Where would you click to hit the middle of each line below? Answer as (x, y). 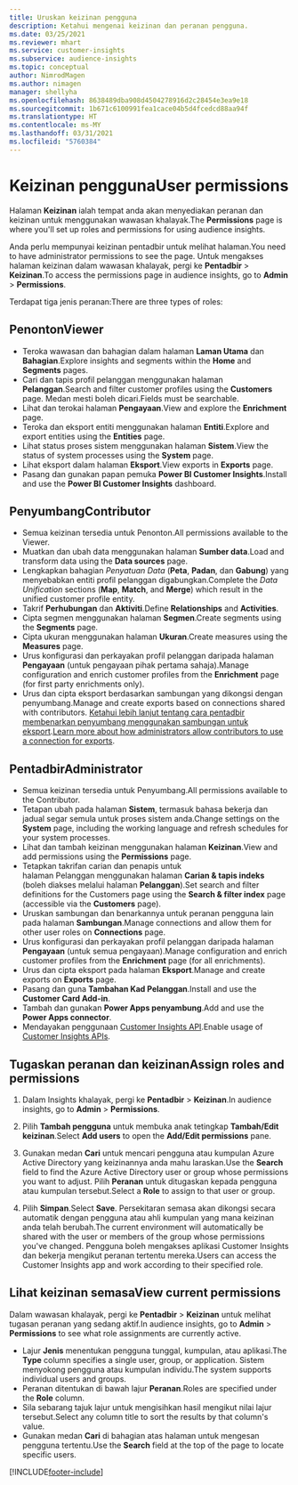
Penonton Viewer (56, 330)
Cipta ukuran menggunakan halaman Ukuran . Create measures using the (155, 637)
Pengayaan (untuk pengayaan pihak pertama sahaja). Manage (135, 665)
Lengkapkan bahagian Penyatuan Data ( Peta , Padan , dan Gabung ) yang (155, 571)
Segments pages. (55, 369)
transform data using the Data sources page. (105, 561)
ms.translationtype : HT (53, 117)
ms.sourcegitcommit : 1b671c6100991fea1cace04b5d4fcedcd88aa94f (129, 109)
